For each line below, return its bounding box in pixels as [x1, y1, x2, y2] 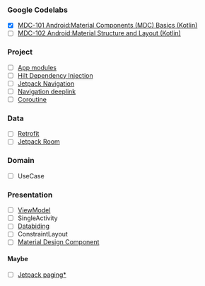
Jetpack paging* [17, 270, 67, 279]
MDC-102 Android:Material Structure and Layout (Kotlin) [17, 29, 182, 38]
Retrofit [17, 130, 40, 138]
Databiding [17, 222, 50, 231]
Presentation [7, 190, 53, 200]
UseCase [17, 171, 45, 180]
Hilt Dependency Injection [17, 71, 93, 79]
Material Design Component [17, 238, 100, 246]
